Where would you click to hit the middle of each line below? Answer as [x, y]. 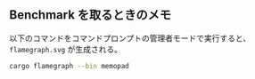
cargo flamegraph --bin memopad [69, 66]
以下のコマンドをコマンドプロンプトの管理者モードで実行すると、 [130, 38]
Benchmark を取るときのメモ [90, 15]
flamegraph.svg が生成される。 [66, 49]
